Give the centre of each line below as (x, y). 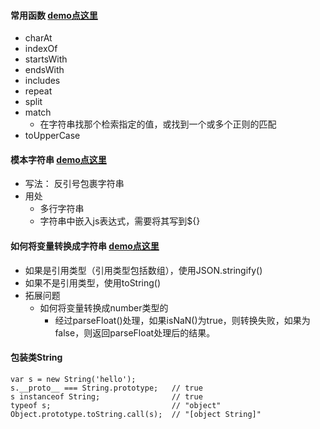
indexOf (41, 49)
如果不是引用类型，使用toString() (93, 282)
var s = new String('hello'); (73, 379)
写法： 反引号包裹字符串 (74, 184)
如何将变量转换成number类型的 (104, 307)
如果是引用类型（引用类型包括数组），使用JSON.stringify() (143, 270)
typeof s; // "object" (116, 405)
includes (42, 81)
